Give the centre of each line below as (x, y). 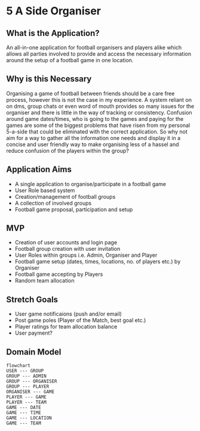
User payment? (33, 333)
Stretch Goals (32, 300)
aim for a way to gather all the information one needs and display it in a (93, 138)
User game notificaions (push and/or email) (68, 314)
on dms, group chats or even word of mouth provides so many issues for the (100, 106)
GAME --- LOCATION (29, 418)
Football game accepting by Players (59, 274)
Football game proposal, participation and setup (74, 209)
